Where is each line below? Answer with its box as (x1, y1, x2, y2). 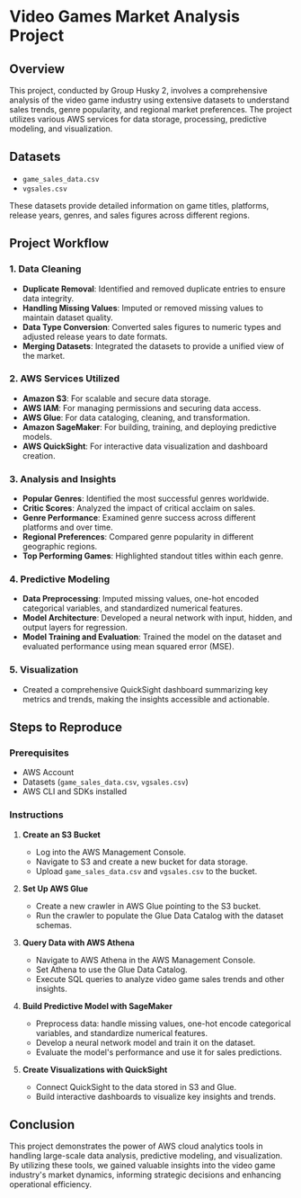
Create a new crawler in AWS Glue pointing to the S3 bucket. (35, 900, 261, 911)
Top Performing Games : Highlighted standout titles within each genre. (22, 550, 284, 561)
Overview (9, 61, 66, 76)
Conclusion (9, 1117, 75, 1132)
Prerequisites (9, 747, 69, 759)
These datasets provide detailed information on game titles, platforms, (9, 200, 270, 210)
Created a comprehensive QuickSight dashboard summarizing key (22, 684, 269, 694)
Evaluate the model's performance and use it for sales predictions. (35, 1046, 282, 1058)
